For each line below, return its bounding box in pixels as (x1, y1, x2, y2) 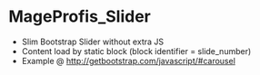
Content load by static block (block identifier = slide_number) (21, 45, 252, 56)
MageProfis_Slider (8, 6, 151, 27)
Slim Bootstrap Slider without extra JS (21, 36, 165, 47)
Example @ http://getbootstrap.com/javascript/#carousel (21, 55, 235, 66)
